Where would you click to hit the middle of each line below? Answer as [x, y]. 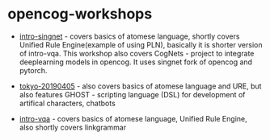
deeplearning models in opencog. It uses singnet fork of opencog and [135, 62]
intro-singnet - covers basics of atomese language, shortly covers [129, 36]
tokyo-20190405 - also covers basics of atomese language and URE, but [140, 86]
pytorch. [33, 70]
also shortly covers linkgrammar [73, 127]
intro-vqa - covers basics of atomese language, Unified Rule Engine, [133, 118]
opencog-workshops [80, 14]
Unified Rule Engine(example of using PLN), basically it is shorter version [141, 44]
